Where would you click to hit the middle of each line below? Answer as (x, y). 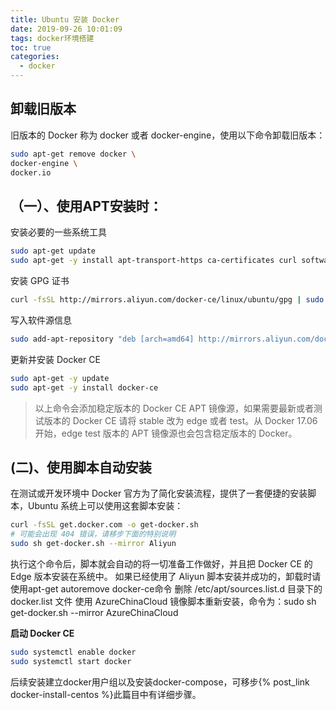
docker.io (31, 172)
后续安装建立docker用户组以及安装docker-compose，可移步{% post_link (160, 682)
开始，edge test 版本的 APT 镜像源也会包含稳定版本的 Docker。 (166, 433)
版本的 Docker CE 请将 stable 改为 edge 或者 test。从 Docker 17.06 (180, 420)
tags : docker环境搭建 (52, 38)
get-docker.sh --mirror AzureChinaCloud (94, 612)
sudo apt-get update (53, 251)
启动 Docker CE (42, 633)
